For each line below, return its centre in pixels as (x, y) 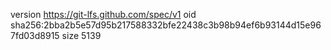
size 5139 (81, 35)
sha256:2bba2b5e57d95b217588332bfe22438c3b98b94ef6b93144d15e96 (166, 25)
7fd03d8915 (35, 35)
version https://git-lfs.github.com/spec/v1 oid (103, 14)
